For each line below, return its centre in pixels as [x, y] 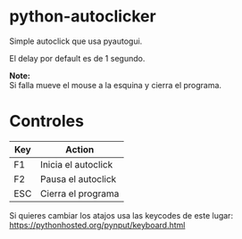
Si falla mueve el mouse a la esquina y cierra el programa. [115, 85]
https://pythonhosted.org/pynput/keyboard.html [97, 225]
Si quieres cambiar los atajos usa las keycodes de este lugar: [121, 215]
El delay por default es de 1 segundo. [77, 58]
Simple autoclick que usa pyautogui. [76, 41]
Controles [47, 121]
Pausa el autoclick [78, 178]
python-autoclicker [83, 16]
